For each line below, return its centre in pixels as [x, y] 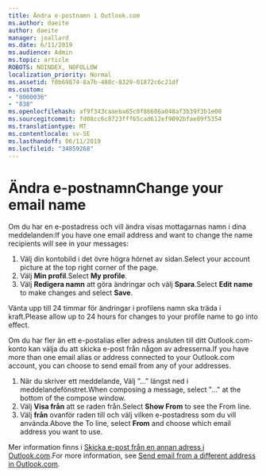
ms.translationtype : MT [48, 126]
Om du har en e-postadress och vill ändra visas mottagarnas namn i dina [127, 226]
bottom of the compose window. [73, 398]
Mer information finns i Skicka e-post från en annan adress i [106, 447]
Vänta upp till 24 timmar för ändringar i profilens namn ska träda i [115, 308]
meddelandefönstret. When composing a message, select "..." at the [130, 389]
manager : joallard [39, 38]
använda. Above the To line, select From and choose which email [125, 424]
